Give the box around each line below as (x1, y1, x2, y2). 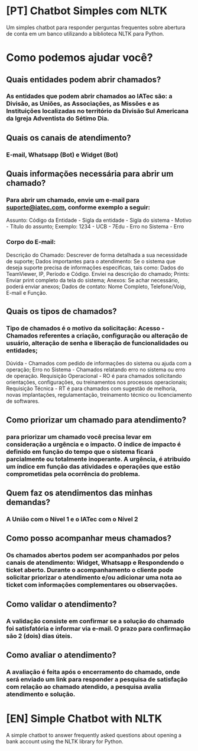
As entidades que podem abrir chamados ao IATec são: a (6, 92, 173, 100)
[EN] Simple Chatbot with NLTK (6, 712, 163, 725)
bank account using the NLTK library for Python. (6, 737, 124, 745)
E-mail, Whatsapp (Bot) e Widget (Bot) (6, 150, 118, 158)
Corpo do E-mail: (6, 238, 56, 246)
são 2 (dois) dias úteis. (6, 632, 73, 640)
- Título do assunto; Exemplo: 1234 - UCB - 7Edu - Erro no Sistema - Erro (6, 223, 184, 230)
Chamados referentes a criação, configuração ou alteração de (6, 332, 188, 340)
